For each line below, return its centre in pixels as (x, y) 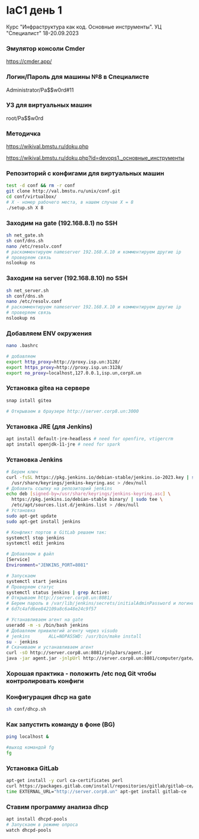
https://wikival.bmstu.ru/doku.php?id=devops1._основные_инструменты (95, 158)
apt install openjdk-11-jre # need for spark (63, 444)
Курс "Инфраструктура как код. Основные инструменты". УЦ (84, 27)
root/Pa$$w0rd (25, 118)
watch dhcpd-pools (29, 830)
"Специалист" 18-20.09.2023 (42, 33)
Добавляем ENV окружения (49, 333)
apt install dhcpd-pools (37, 819)
